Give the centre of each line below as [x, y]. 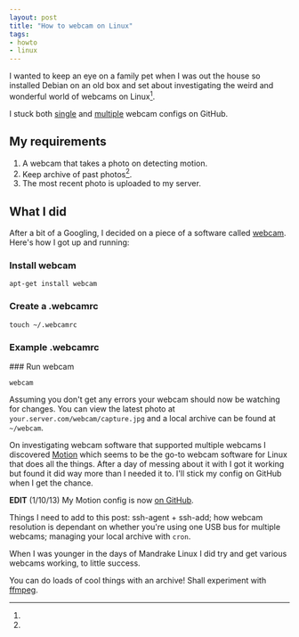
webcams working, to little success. [75, 563]
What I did [38, 212]
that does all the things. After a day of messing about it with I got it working [147, 463]
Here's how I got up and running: [69, 242]
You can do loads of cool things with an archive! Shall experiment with [138, 580]
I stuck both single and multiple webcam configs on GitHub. [119, 113]
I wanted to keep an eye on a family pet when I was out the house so [135, 76]
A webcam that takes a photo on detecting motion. [114, 163]
